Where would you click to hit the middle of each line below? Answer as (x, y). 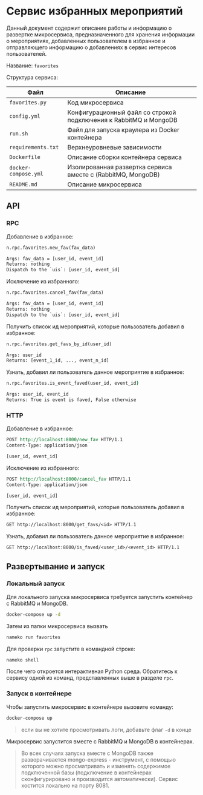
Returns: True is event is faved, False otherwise (71, 400)
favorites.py (28, 102)
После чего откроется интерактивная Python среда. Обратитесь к (92, 671)
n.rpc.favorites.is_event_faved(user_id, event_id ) (72, 384)
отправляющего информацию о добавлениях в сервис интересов (91, 47)
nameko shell (23, 660)
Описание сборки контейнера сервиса (125, 157)
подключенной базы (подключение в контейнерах (86, 773)
